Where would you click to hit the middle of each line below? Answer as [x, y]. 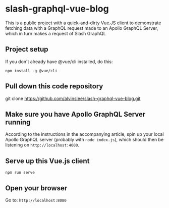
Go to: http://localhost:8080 [36, 200]
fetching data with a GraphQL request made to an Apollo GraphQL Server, [82, 28]
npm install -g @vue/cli [31, 71]
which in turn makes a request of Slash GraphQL [55, 33]
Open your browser [36, 188]
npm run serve [20, 173]
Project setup [27, 49]
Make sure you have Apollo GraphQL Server [75, 114]
